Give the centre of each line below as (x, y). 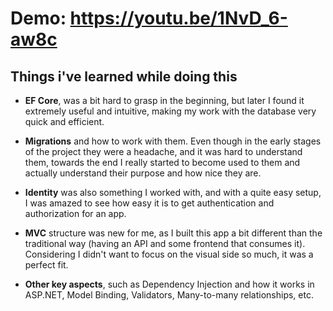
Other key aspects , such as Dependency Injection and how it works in (169, 284)
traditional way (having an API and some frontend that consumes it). (165, 243)
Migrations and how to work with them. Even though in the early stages (173, 141)
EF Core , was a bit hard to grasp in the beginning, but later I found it (164, 100)
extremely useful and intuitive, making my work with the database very (170, 111)
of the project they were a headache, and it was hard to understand (163, 151)
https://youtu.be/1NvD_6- (178, 18)
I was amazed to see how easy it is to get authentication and (149, 203)
